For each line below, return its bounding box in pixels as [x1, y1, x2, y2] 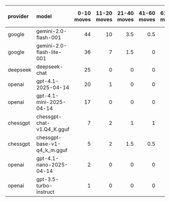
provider [8, 13, 29, 20]
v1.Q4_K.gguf [36, 126, 70, 133]
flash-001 [36, 34, 62, 41]
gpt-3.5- [36, 176, 59, 183]
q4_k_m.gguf [36, 147, 68, 153]
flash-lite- [36, 49, 62, 55]
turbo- [36, 182, 53, 189]
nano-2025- [36, 161, 68, 168]
